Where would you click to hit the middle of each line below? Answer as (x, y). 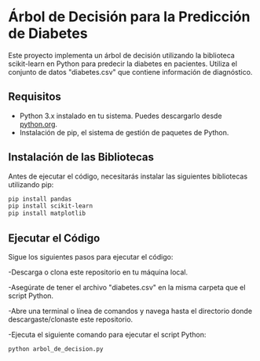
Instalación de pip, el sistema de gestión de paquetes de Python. (124, 132)
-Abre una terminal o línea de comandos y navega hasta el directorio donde (130, 311)
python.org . (38, 124)
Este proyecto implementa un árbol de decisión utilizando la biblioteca (122, 55)
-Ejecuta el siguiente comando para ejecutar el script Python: (107, 335)
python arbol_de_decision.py (56, 349)
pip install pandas (40, 199)
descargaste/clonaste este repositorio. (71, 319)
